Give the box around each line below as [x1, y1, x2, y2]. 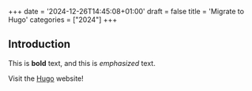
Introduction [8, 38, 71, 51]
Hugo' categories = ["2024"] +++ [8, 15, 118, 24]
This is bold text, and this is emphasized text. [8, 58, 156, 67]
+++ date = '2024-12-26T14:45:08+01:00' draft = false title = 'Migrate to [8, 7, 245, 16]
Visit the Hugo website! [8, 74, 85, 83]
